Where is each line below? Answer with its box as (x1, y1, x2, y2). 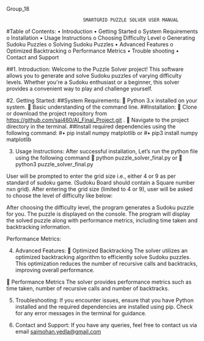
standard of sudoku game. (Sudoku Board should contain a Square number (6, 179, 195, 186)
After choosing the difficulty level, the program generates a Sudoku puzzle (6, 204, 194, 211)
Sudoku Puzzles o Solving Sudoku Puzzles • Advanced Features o (6, 41, 173, 48)
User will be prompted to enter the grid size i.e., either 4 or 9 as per (6, 172, 176, 180)
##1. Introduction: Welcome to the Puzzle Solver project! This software (6, 65, 184, 73)
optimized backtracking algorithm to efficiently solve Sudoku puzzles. (15, 254, 191, 260)
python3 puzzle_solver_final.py (15, 161, 93, 167)
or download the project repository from (6, 110, 107, 117)
